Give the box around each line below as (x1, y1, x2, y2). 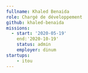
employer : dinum (16, 47, 57, 53)
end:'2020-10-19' (16, 36, 59, 42)
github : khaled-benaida (6, 19, 65, 25)
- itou (16, 58, 33, 64)
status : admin (16, 42, 51, 48)
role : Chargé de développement (6, 14, 83, 20)
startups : (6, 52, 31, 58)
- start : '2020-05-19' (11, 31, 67, 36)
